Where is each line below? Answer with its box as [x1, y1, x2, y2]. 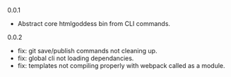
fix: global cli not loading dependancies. [17, 54, 134, 62]
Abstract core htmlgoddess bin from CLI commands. [17, 20, 171, 27]
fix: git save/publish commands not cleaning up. [17, 47, 158, 55]
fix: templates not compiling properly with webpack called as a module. [17, 62, 225, 69]
